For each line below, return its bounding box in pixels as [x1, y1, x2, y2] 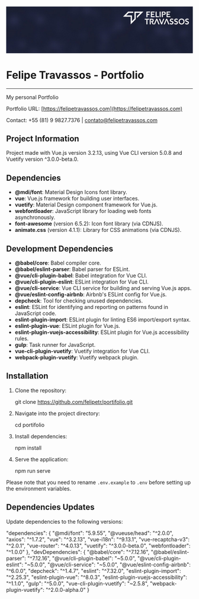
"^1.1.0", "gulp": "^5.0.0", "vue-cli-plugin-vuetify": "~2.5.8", [6, 579, 149, 587]
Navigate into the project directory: [14, 410, 101, 417]
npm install [14, 444, 42, 451]
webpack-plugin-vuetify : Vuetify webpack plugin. [14, 354, 139, 361]
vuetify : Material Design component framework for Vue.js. [14, 201, 158, 208]
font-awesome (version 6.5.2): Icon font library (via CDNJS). [14, 220, 163, 227]
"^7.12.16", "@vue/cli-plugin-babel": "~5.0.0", [27, 555, 136, 562]
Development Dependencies [6, 244, 114, 254]
